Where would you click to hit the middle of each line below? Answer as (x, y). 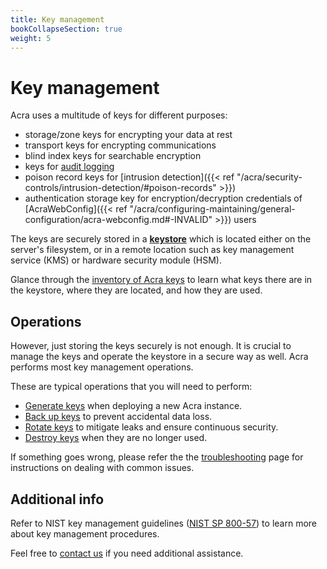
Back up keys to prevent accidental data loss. (118, 417)
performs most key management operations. (102, 367)
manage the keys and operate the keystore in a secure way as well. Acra (159, 357)
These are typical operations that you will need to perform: (131, 387)
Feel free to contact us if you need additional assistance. (127, 553)
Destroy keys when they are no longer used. (116, 438)
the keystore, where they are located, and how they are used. (136, 290)
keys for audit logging (69, 167)
